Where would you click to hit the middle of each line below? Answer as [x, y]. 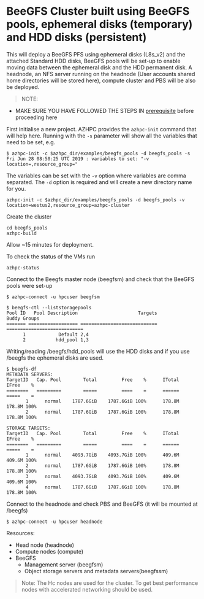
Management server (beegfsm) [64, 564]
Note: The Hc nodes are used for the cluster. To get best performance [110, 583]
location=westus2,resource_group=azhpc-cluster [68, 205]
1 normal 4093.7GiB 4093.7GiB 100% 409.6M [102, 455]
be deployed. [23, 87]
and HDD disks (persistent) [77, 37]
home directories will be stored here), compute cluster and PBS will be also [101, 80]
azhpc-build [21, 233]
